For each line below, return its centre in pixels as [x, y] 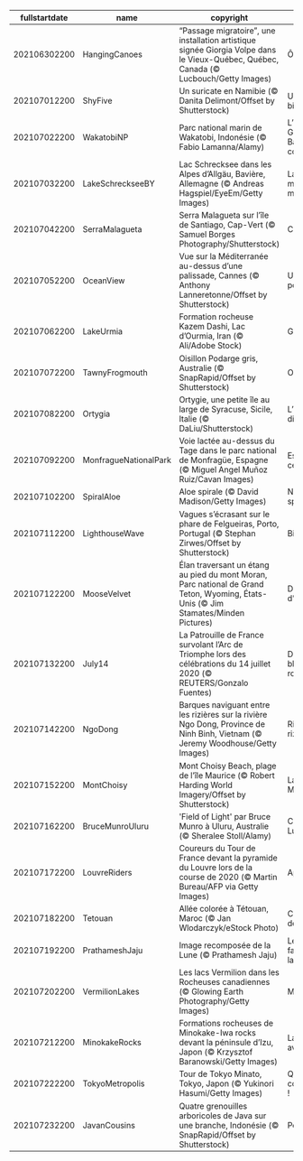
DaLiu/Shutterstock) [216, 428]
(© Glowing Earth [211, 991]
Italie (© [194, 418]
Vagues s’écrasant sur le [225, 514]
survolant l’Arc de [211, 645]
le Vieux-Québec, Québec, [229, 59]
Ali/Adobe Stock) [211, 346]
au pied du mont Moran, [223, 574]
